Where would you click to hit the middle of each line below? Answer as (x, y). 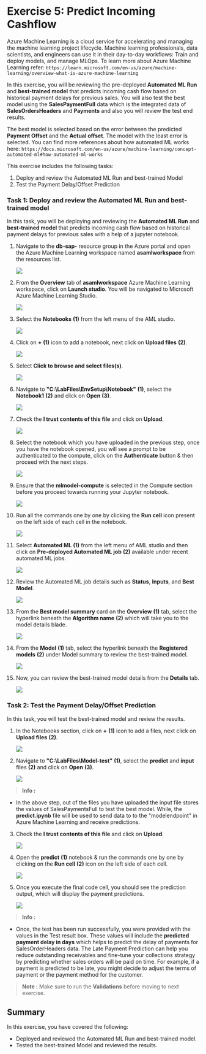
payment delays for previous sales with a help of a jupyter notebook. (93, 234)
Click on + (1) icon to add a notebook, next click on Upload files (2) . (101, 342)
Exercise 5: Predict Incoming (81, 11)
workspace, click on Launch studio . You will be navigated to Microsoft (105, 289)
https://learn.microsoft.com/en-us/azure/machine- (112, 68)
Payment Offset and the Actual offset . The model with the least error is (97, 136)
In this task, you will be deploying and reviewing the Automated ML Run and (103, 221)
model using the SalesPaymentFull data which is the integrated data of (97, 104)
